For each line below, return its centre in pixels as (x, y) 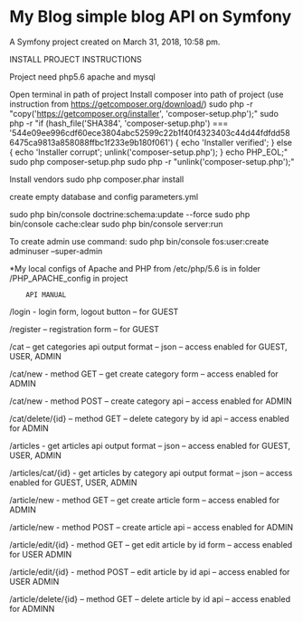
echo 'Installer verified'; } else (236, 142)
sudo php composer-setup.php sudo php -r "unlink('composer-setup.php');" (152, 161)
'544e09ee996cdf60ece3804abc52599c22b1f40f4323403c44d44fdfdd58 (150, 132)
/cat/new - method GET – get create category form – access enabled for (144, 374)
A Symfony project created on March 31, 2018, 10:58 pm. (115, 42)
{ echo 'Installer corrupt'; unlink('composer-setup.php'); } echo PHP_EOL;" (148, 152)
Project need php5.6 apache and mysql (82, 76)
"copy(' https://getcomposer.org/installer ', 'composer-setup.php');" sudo (144, 113)
